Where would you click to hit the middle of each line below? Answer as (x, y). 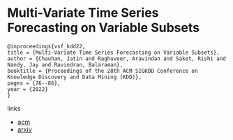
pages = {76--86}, (34, 83)
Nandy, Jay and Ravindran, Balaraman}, (65, 64)
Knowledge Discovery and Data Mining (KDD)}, (74, 77)
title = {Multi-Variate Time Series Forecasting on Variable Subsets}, (113, 52)
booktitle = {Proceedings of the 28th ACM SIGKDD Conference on (103, 71)
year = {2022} (28, 89)
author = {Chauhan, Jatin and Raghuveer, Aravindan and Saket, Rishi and (117, 58)
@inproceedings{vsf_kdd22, (46, 46)
